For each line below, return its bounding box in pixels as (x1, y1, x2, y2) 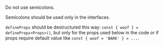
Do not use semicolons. (5, 5, 55, 10)
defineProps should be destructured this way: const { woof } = (5, 24, 139, 30)
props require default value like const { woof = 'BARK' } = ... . (5, 35, 139, 41)
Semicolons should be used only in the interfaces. (5, 14, 111, 20)
